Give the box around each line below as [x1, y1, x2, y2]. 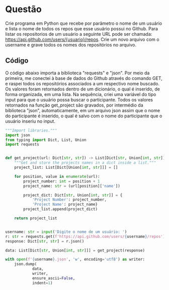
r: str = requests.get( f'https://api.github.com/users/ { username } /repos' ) [5, 234, 165, 239]
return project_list [14, 216, 57, 221]
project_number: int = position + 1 [23, 178, 100, 184]
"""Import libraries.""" [5, 128, 57, 133]
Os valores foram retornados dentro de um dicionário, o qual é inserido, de [5, 86, 160, 92]
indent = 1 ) [32, 280, 53, 285]
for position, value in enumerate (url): [14, 174, 100, 179]
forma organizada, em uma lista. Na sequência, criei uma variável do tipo [5, 91, 156, 97]
